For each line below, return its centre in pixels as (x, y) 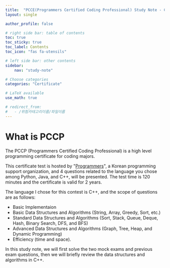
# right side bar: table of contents (45, 33)
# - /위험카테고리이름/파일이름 (35, 112)
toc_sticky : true (24, 42)
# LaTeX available (25, 93)
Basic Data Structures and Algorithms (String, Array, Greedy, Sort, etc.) (87, 212)
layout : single (21, 15)
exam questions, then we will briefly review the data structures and (75, 254)
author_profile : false (29, 24)
